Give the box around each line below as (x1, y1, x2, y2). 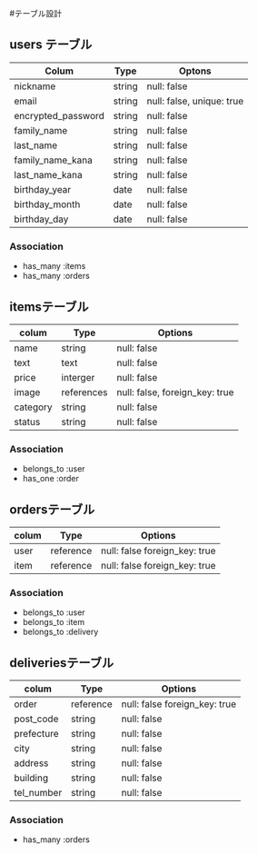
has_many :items (22, 261, 86, 272)
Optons (178, 65, 212, 77)
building (14, 771, 48, 784)
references (61, 385, 108, 398)
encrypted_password (14, 109, 104, 122)
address (14, 757, 49, 770)
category (14, 401, 53, 413)
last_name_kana (14, 168, 84, 181)
